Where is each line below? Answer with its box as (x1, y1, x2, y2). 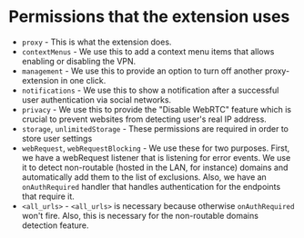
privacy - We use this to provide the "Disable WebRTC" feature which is (21, 104, 292, 114)
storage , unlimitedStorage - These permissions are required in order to (21, 123, 289, 134)
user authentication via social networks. (21, 94, 172, 105)
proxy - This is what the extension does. (21, 36, 172, 47)
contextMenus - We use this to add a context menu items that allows (21, 45, 275, 56)
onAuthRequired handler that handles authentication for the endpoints (21, 181, 281, 192)
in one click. (60, 74, 106, 85)
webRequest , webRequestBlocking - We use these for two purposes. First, (21, 143, 290, 154)
